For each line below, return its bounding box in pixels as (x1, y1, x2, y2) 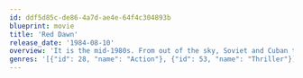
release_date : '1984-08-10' (9, 38, 115, 48)
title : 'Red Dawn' (9, 30, 78, 39)
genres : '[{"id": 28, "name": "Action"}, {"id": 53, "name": (9, 55, 244, 64)
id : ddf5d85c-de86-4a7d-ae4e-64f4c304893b (9, 13, 171, 22)
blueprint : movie (9, 22, 75, 30)
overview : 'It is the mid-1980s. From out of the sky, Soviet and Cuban (9, 47, 289, 56)
